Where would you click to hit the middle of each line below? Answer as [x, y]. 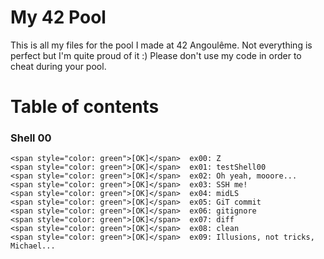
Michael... [33, 246]
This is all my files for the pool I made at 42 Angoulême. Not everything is [161, 45]
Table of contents [85, 107]
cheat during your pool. [58, 66]
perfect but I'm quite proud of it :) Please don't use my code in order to [156, 55]
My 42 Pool [58, 17]
